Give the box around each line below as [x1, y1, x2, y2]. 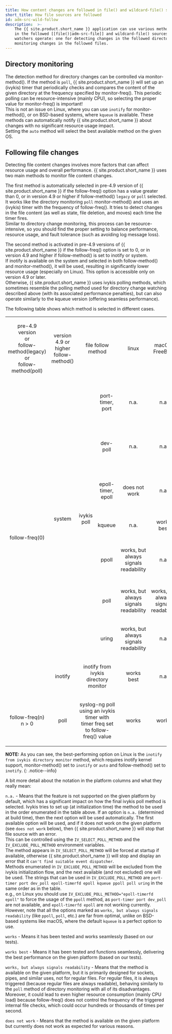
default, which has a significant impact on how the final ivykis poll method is [5, 798, 166, 804]
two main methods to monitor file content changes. [5, 173, 113, 179]
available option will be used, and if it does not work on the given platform [5, 820, 161, 826]
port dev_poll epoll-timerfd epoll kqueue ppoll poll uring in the [18, 880, 163, 886]
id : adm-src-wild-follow [5, 17, 58, 22]
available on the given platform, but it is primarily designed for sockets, [5, 969, 155, 976]
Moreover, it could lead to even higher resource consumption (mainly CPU [5, 991, 162, 998]
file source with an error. [5, 831, 57, 837]
